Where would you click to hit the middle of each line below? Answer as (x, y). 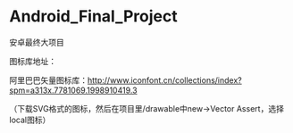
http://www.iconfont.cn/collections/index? (165, 80)
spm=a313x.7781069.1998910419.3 (73, 90)
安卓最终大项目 (37, 42)
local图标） (30, 120)
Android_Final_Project (93, 17)
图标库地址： (33, 61)
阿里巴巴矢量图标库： (48, 80)
